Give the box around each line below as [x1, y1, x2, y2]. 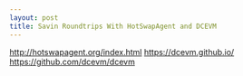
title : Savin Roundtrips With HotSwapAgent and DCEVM [9, 22, 218, 31]
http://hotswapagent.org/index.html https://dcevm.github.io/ [9, 46, 235, 57]
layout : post [9, 13, 59, 23]
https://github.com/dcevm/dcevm [9, 56, 136, 67]
